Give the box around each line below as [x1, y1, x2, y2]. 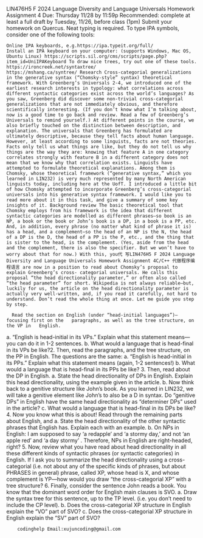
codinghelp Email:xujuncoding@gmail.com [17, 526, 121, 532]
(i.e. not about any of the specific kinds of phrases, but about [32, 463, 186, 470]
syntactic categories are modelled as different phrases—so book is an [6, 213, 191, 219]
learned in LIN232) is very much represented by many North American [6, 176, 187, 182]
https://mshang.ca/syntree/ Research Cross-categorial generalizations [6, 69, 191, 75]
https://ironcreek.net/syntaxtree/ [6, 64, 97, 70]
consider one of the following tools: [6, 31, 95, 38]
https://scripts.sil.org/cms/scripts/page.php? [44, 53, 167, 60]
